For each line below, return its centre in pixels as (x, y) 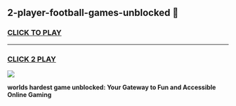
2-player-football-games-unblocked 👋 (93, 13)
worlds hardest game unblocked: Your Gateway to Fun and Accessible (112, 87)
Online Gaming (29, 94)
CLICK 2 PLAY (32, 59)
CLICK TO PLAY (34, 33)
